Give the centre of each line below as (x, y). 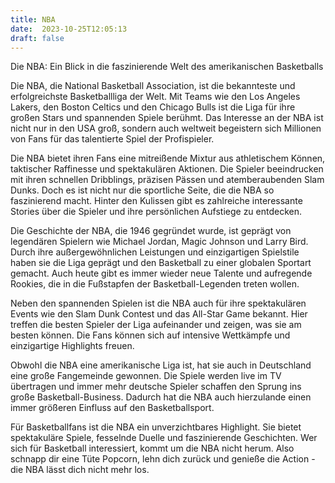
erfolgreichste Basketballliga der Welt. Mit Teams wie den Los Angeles (155, 97)
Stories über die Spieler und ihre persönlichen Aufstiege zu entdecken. (156, 212)
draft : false (37, 38)
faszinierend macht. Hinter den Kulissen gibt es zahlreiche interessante (156, 201)
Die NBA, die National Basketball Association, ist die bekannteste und (153, 86)
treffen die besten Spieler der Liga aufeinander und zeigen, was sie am (156, 325)
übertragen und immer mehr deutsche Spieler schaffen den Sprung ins (156, 387)
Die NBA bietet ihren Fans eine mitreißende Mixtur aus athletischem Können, (168, 158)
